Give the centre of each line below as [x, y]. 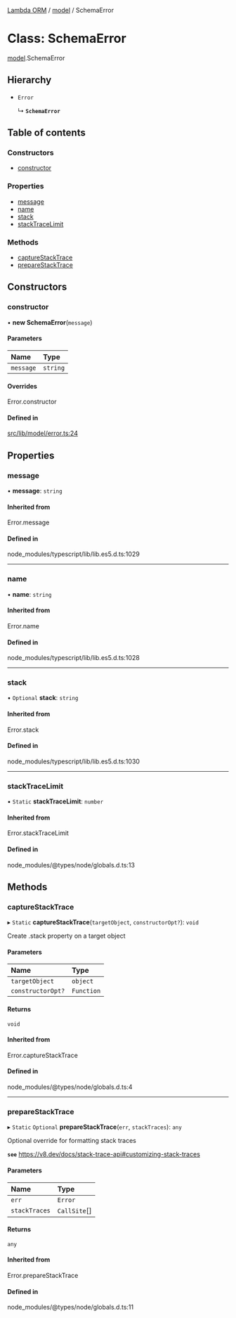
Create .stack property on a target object [66, 936]
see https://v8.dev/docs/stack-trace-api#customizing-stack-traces [104, 1154]
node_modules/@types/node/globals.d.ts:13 [71, 865]
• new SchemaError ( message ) [50, 322]
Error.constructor [32, 402]
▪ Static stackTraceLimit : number [55, 801]
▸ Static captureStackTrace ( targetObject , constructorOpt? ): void [103, 922]
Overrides [22, 386]
